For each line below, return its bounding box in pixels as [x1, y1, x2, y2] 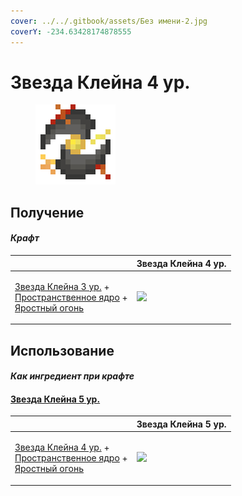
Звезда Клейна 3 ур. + [14, 280, 110, 292]
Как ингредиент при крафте [10, 370, 135, 382]
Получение [10, 204, 85, 221]
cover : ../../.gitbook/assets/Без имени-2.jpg [10, 16, 208, 26]
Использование [10, 342, 115, 359]
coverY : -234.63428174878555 [10, 26, 132, 37]
